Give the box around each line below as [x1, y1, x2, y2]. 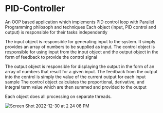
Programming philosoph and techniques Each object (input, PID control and [5, 24, 157, 30]
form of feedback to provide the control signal [5, 54, 97, 60]
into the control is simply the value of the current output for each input [5, 74, 146, 80]
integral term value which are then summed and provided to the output [5, 84, 147, 90]
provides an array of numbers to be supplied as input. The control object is [5, 44, 155, 49]
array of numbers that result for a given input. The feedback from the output [5, 68, 158, 74]
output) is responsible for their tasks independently [5, 29, 108, 35]
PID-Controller [5, 3, 65, 14]
